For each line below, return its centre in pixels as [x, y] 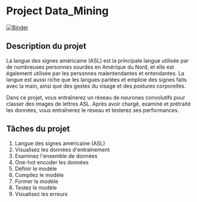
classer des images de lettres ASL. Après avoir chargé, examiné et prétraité [98, 104]
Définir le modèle [36, 169]
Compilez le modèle [39, 175]
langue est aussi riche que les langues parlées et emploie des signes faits [96, 79]
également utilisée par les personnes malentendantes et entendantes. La [95, 73]
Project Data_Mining [57, 11]
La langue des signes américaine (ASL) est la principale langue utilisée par [98, 60]
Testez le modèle [36, 187]
